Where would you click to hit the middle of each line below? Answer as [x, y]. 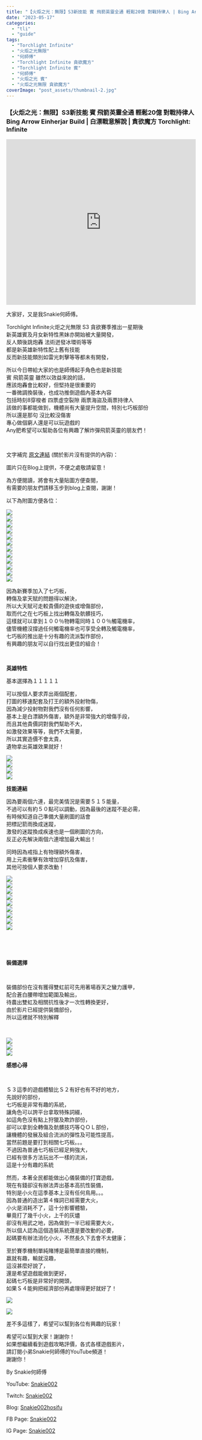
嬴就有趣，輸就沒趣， [32, 1258]
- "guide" [24, 34]
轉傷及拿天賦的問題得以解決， [43, 599]
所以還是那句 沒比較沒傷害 [38, 415]
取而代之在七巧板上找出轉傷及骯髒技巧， [56, 614]
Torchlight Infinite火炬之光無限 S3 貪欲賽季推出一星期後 [75, 327]
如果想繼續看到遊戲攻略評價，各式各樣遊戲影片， [67, 1344]
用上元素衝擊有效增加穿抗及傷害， [48, 860]
